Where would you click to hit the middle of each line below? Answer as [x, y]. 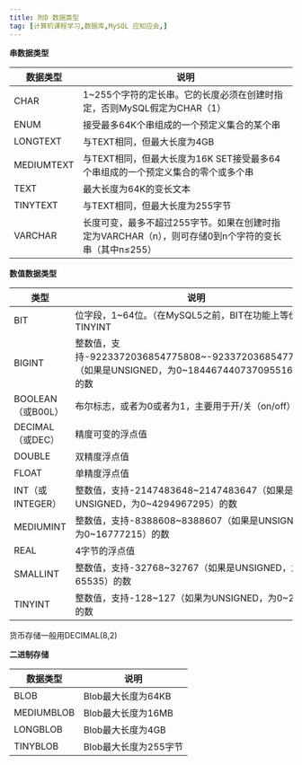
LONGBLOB [38, 729]
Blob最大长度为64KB [128, 696]
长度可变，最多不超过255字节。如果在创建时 [177, 223]
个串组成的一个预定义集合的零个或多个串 [168, 171]
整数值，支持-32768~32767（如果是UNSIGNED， [183, 567]
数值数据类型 [33, 273]
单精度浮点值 [102, 473]
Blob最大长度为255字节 [133, 746]
